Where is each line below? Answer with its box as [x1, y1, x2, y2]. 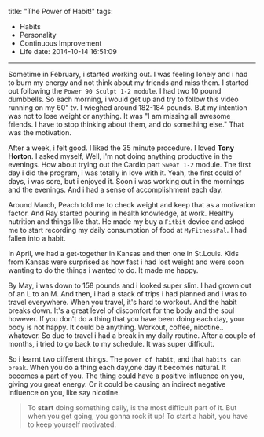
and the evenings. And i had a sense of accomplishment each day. [8, 185, 223, 194]
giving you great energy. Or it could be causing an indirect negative [8, 380, 226, 388]
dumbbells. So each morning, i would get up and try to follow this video [8, 94, 239, 104]
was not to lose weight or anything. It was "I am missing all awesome [8, 112, 231, 120]
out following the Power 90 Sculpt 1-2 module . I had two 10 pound [8, 86, 222, 95]
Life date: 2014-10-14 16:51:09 [19, 47, 118, 56]
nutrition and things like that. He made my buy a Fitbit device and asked [8, 217, 245, 226]
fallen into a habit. [8, 233, 66, 243]
